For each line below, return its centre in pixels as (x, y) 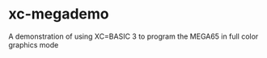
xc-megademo (59, 14)
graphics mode (34, 44)
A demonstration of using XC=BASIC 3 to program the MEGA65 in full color (133, 36)
